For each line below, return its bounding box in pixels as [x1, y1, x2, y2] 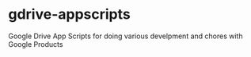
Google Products [8, 39, 63, 48]
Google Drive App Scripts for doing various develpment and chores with [8, 31, 243, 41]
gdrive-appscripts [8, 5, 131, 23]
